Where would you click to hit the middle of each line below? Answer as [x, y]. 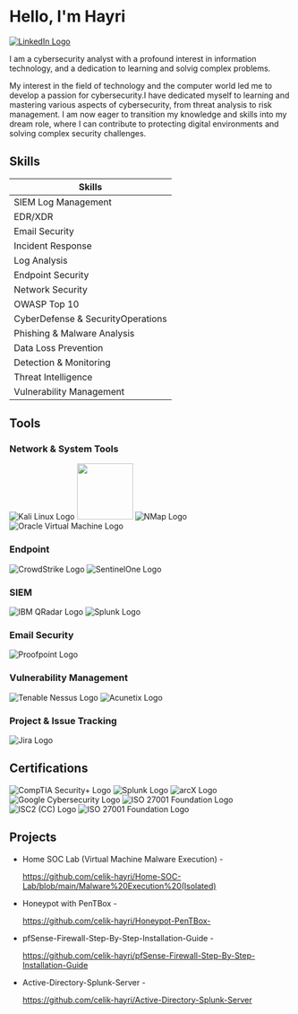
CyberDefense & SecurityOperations [90, 319]
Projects [33, 838]
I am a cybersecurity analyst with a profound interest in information [133, 58]
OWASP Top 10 [47, 304]
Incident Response [53, 246]
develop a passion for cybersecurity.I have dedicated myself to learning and [149, 95]
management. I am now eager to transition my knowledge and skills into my [148, 114]
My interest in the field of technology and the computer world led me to [141, 85]
